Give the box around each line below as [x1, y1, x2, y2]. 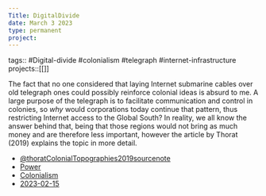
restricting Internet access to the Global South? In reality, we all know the [8, 113, 248, 123]
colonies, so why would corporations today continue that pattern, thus [8, 105, 238, 114]
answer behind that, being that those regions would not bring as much [8, 121, 238, 131]
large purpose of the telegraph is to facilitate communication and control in [8, 96, 253, 106]
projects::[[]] [8, 64, 49, 74]
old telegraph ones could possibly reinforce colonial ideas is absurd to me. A [8, 88, 259, 98]
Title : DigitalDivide [8, 11, 80, 20]
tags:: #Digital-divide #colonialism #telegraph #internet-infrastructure [8, 56, 237, 65]
